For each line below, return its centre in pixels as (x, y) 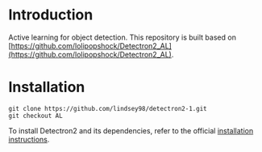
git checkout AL (35, 116)
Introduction (51, 15)
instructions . (29, 139)
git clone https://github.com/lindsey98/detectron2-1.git (108, 108)
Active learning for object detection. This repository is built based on (122, 37)
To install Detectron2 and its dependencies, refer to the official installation (131, 130)
